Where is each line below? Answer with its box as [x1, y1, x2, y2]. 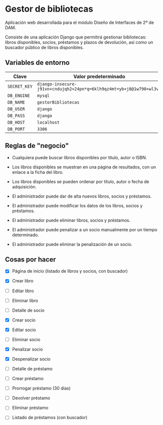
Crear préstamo [12, 376, 44, 382]
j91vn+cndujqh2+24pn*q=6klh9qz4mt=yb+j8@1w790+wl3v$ [37, 86, 162, 92]
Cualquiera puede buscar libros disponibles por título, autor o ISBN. [12, 154, 147, 160]
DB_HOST [7, 119, 25, 125]
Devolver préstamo [12, 395, 50, 401]
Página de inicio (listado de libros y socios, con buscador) [12, 268, 128, 274]
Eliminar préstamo [12, 405, 49, 411]
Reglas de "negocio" [5, 142, 69, 150]
